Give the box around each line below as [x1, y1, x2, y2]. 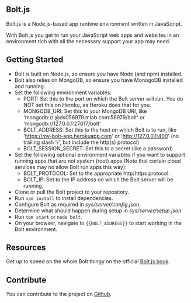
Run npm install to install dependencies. [14, 194, 113, 201]
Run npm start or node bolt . [14, 213, 82, 220]
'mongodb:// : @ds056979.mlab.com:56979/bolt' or [23, 113, 145, 120]
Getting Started [6, 55, 64, 65]
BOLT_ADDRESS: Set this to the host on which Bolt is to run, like [23, 126, 177, 133]
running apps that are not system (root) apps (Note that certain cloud [14, 157, 181, 164]
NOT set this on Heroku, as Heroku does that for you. [23, 101, 152, 108]
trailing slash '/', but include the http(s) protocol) [23, 139, 140, 146]
